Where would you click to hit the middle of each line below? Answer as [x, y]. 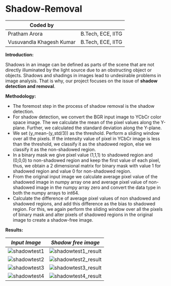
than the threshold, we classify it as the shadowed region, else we [82, 144]
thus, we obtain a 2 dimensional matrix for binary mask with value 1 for [87, 165]
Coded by [42, 25]
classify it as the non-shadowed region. [54, 149]
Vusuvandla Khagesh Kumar [42, 42]
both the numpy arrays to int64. [46, 193]
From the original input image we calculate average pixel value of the [85, 176]
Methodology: [21, 96]
